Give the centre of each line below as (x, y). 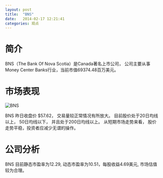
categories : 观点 (22, 23)
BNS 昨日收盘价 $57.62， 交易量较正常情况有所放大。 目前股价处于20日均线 (82, 116)
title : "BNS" (20, 14)
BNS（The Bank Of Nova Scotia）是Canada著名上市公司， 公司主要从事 (78, 64)
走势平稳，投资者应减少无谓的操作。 (42, 128)
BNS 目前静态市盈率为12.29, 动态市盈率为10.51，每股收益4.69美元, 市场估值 (81, 164)
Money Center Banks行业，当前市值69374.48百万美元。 (62, 70)
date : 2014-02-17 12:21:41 (35, 19)
